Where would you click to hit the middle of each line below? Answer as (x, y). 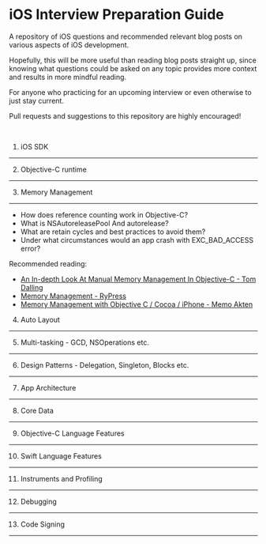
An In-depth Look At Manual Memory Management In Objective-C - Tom (138, 279)
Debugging (39, 501)
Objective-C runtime (54, 169)
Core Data (37, 410)
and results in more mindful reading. (68, 77)
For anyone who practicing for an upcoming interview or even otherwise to (130, 92)
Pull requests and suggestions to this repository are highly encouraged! (125, 115)
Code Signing (43, 524)
